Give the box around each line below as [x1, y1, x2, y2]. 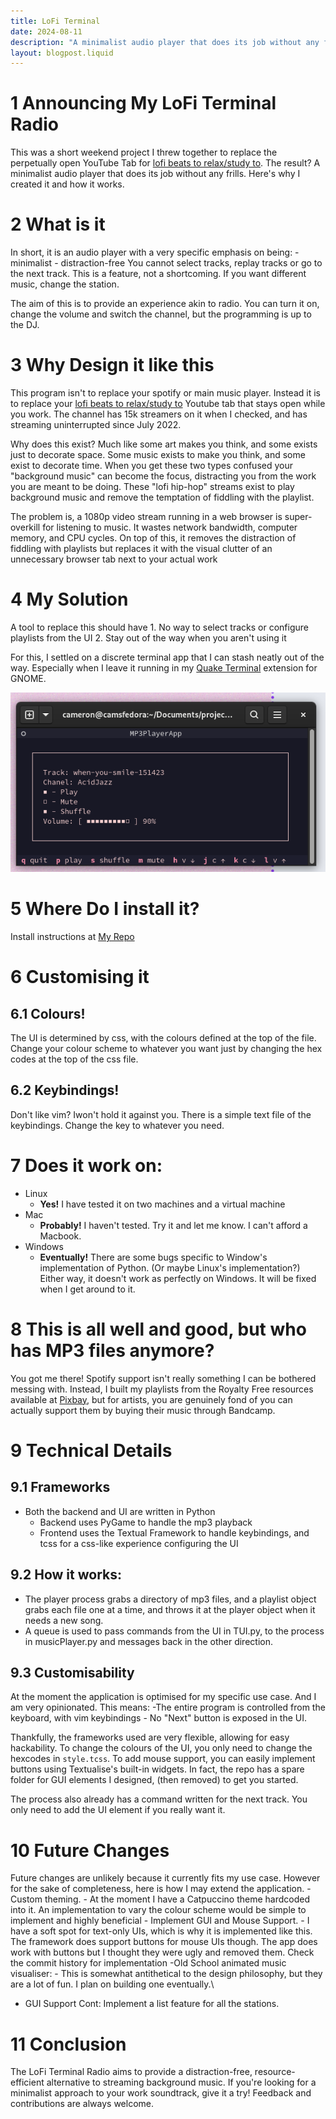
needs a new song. [24, 1614, 104, 1626]
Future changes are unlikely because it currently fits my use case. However [10, 1872, 321, 1884]
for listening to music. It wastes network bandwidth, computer [42, 521, 298, 534]
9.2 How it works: [10, 1566, 122, 1584]
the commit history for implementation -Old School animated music [10, 1957, 287, 1969]
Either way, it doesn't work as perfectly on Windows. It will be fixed [39, 1272, 317, 1284]
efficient [10, 2076, 45, 2089]
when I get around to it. [39, 1283, 136, 1295]
